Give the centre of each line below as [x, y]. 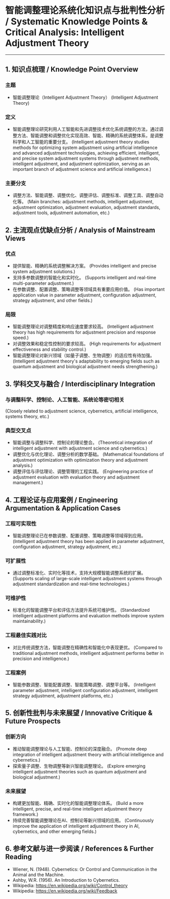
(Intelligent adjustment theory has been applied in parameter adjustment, [89, 541]
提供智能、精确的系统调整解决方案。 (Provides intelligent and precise [84, 265]
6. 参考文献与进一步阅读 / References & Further [79, 849]
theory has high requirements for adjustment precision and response [84, 332]
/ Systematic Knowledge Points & [77, 22]
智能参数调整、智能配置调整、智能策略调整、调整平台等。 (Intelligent [84, 685]
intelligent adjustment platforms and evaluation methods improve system [88, 616]
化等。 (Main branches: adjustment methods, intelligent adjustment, [83, 202]
